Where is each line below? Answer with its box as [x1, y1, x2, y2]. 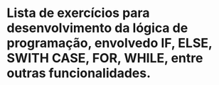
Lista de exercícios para [6, 5, 150, 21]
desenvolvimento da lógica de [6, 20, 188, 36]
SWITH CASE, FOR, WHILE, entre [6, 50, 203, 67]
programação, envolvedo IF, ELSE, [6, 35, 213, 51]
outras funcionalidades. [6, 65, 151, 81]
